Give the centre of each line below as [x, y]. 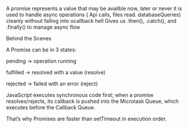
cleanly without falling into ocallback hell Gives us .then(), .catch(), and [91, 21]
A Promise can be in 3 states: [41, 50]
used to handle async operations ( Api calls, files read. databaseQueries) [93, 15]
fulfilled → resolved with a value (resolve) [56, 72]
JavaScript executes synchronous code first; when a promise [80, 95]
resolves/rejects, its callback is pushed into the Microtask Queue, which [93, 101]
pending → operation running [41, 61]
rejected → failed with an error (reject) [52, 84]
